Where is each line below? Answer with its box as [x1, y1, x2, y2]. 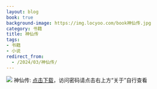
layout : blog [6, 8, 39, 15]
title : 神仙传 [6, 31, 39, 37]
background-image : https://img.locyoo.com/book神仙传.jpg [6, 20, 152, 26]
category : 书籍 [6, 25, 43, 32]
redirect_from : [6, 54, 44, 60]
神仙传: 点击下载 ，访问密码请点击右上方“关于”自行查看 [13, 76, 148, 84]
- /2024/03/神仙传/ [11, 59, 58, 65]
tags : [6, 37, 20, 43]
